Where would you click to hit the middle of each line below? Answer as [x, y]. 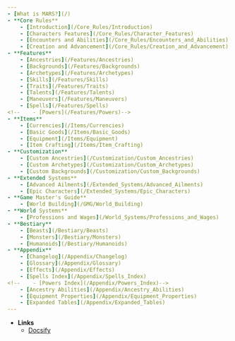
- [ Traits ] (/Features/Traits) [65, 86]
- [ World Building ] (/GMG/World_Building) [82, 204]
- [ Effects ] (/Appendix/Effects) [67, 270]
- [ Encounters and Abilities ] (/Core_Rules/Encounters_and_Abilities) [125, 40]
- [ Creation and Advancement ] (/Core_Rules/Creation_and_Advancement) [125, 47]
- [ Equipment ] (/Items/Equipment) [69, 138]
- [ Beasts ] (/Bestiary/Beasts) [65, 230]
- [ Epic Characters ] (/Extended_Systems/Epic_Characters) [106, 191]
